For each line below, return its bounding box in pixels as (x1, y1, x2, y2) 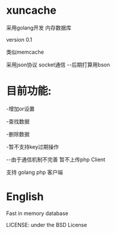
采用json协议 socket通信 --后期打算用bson (6, 61, 110, 68)
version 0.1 (6, 36, 33, 43)
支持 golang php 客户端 (6, 168, 64, 176)
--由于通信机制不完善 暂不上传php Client (6, 156, 106, 163)
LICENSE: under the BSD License (6, 221, 87, 228)
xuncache (6, 4, 57, 17)
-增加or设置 (6, 105, 35, 112)
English (6, 190, 44, 204)
